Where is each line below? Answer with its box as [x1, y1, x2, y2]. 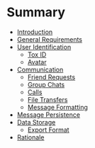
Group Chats [27, 80, 65, 89]
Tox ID [27, 50, 47, 59]
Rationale [16, 132, 45, 142]
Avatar [27, 57, 47, 66]
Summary [6, 4, 65, 21]
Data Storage [16, 118, 56, 126]
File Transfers [27, 95, 68, 103]
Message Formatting [27, 103, 88, 111]
